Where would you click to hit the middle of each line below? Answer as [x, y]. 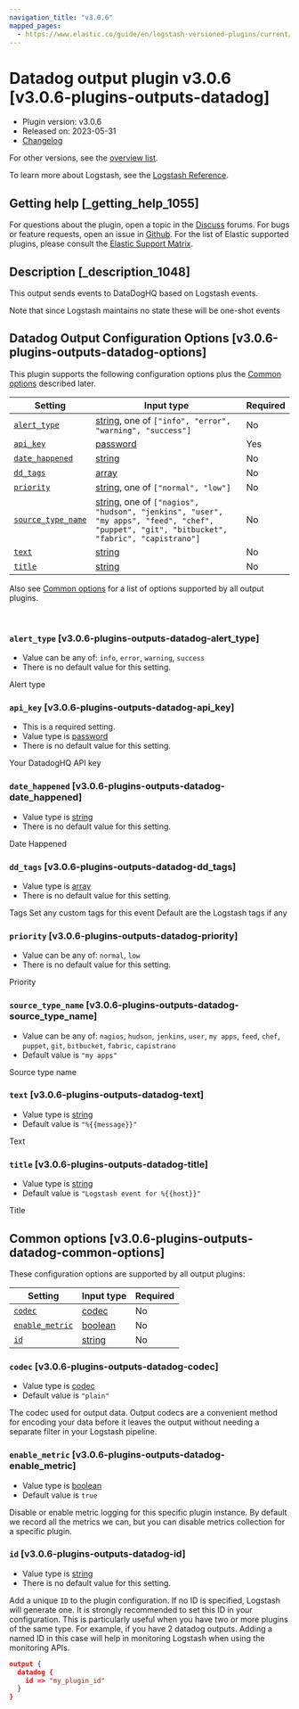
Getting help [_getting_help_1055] [105, 203]
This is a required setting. [69, 727]
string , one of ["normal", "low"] [163, 487]
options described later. [53, 383]
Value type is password [65, 736]
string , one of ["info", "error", [163, 420]
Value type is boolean [62, 1485]
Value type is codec [58, 1386]
